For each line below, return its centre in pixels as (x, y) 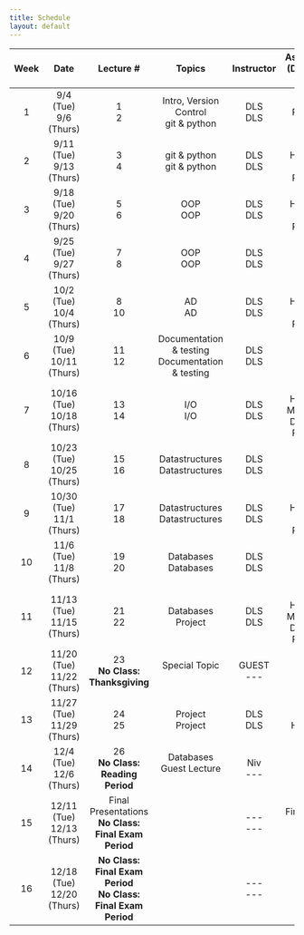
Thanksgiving (119, 682)
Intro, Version (191, 101)
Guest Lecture (191, 768)
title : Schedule (40, 18)
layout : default (40, 26)
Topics (191, 68)
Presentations (119, 811)
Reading (119, 774)
